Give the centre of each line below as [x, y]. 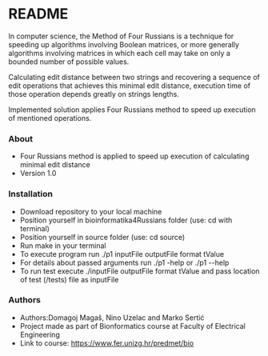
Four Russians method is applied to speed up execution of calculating [134, 156]
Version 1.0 [38, 174]
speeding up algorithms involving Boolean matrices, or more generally [124, 44]
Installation [31, 194]
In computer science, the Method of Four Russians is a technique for [121, 36]
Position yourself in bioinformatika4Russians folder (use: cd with [126, 220]
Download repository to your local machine [91, 211]
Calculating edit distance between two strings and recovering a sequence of [134, 77]
